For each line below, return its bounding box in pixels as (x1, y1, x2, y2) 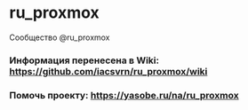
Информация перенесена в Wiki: (9, 54, 160, 67)
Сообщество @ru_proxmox (9, 32, 110, 43)
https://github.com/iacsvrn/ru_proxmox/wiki (9, 65, 208, 77)
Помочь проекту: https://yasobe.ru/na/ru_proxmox (9, 89, 239, 101)
